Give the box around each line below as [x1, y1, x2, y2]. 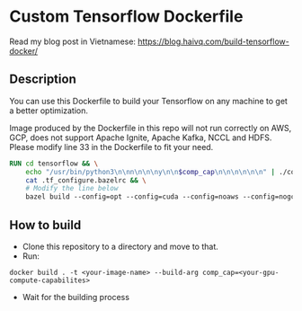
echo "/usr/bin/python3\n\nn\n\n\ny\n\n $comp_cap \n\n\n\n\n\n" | [25, 167, 276, 176]
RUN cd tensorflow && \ [9, 159, 99, 168]
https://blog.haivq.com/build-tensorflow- [138, 36, 289, 47]
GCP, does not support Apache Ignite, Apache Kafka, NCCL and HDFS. [9, 132, 272, 143]
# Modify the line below [25, 184, 119, 193]
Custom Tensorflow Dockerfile [9, 6, 244, 27]
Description [9, 72, 76, 87]
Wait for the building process [22, 291, 130, 302]
